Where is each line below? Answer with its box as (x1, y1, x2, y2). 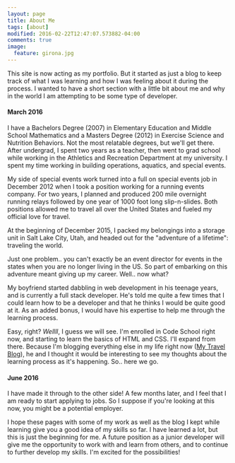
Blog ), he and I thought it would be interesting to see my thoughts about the (7, 350, 227, 358)
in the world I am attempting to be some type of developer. (7, 91, 178, 100)
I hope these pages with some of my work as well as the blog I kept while (7, 418, 220, 426)
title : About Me (7, 17, 55, 24)
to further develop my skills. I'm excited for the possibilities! (7, 448, 181, 457)
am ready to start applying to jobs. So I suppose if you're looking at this (7, 397, 215, 405)
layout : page (7, 10, 46, 18)
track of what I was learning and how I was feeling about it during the (7, 76, 209, 85)
